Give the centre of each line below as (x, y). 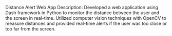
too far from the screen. (31, 29)
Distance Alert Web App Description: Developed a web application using (82, 7)
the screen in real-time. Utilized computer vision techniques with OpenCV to (86, 18)
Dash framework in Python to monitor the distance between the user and (82, 13)
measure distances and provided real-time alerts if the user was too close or (86, 23)
